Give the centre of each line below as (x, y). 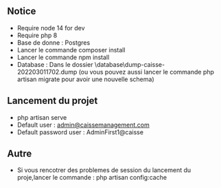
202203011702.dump (47, 72)
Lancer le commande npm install (63, 57)
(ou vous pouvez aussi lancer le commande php (147, 72)
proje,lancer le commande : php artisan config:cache (92, 178)
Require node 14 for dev (51, 28)
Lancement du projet (53, 101)
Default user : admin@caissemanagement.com (83, 125)
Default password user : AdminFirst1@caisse (80, 132)
